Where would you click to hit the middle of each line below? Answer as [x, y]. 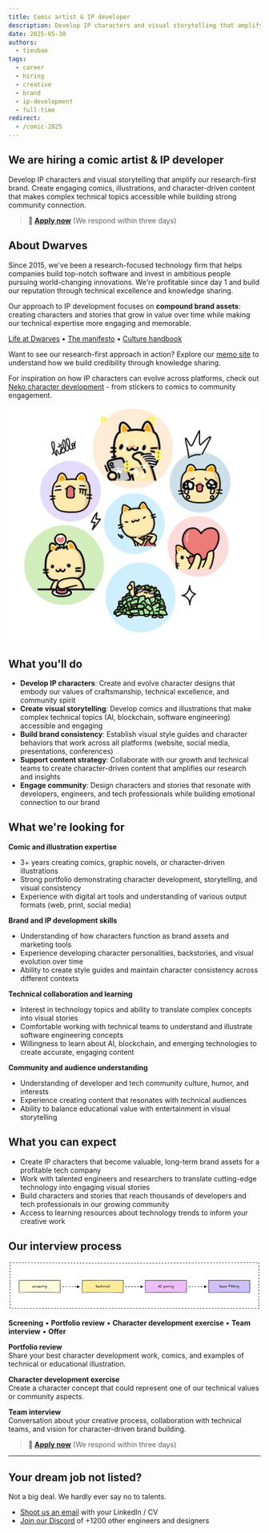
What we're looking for [66, 828]
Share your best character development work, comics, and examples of [126, 1356]
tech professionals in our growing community [94, 1204]
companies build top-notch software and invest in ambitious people [120, 273]
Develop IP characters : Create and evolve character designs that [127, 683]
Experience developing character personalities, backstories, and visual [137, 952]
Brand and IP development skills [63, 920]
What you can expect [62, 1143]
